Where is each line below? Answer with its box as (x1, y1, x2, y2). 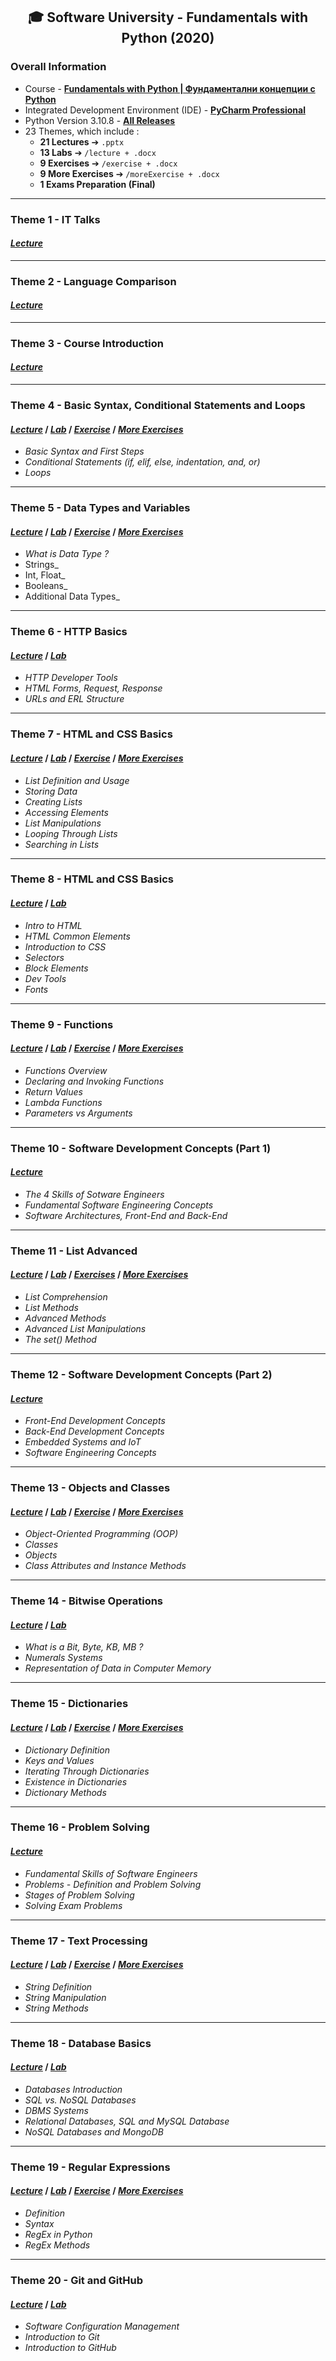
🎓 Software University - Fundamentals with (27, 9, 309, 26)
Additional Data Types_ (24, 590, 120, 603)
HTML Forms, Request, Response (24, 682, 163, 694)
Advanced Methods (24, 1312, 107, 1324)
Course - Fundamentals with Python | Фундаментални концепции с (24, 82, 316, 94)
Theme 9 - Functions (10, 1017, 114, 1031)
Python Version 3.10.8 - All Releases (24, 114, 176, 126)
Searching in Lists (24, 838, 100, 850)
